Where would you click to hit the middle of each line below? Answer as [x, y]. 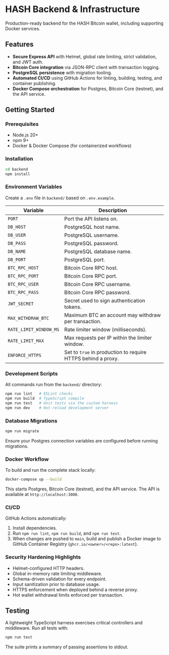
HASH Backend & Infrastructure [73, 9]
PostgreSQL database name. [98, 251]
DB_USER [17, 235]
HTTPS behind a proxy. [92, 358]
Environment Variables [34, 187]
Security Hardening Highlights [43, 557]
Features [19, 45]
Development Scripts [31, 374]
